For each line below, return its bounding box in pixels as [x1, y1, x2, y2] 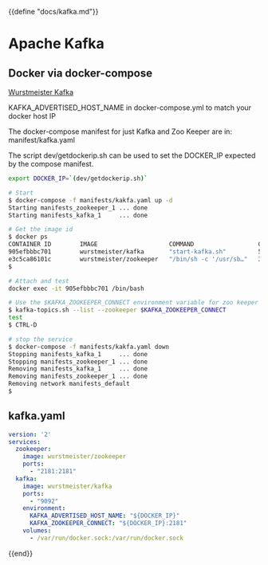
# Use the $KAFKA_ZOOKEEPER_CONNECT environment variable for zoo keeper [8, 299, 259, 307]
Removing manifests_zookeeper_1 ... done [8, 372, 148, 381]
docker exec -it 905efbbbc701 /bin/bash [8, 284, 145, 292]
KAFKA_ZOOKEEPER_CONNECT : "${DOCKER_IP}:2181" [29, 520, 187, 528]
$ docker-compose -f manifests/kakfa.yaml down [8, 343, 170, 351]
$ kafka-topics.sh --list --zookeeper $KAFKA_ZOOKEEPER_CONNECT [8, 306, 227, 314]
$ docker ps [8, 233, 48, 241]
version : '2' [8, 430, 52, 438]
